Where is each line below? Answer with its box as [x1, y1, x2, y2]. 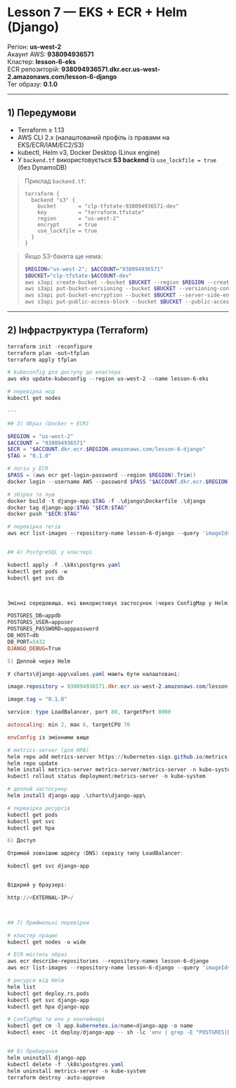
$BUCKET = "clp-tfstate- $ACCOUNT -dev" [24, 272, 132, 279]
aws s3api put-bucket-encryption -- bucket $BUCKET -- [24, 292, 185, 299]
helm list [7, 983, 37, 990]
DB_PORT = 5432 [7, 638, 46, 645]
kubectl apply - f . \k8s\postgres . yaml [7, 561, 121, 568]
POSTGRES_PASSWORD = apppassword [7, 625, 99, 632]
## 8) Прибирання [7, 1048, 58, 1055]
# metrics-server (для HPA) [7, 746, 90, 754]
